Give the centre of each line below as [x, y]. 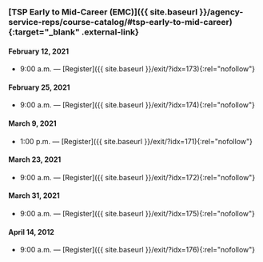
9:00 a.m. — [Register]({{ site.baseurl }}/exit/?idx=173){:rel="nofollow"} [137, 69]
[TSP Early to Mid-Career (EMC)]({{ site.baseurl [103, 12]
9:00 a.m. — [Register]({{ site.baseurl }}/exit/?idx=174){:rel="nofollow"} [137, 105]
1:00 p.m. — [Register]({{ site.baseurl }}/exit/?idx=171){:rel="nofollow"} [136, 141]
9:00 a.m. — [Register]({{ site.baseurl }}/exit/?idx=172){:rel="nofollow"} [137, 177]
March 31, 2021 [34, 195]
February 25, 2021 [39, 87]
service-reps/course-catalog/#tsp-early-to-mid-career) [121, 22]
